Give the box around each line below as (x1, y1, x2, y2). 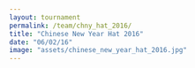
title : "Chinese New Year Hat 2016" (9, 29, 144, 38)
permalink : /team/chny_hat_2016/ (9, 21, 132, 30)
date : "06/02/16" (9, 37, 73, 47)
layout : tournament (9, 12, 81, 22)
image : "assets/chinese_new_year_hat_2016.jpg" (9, 46, 188, 55)
